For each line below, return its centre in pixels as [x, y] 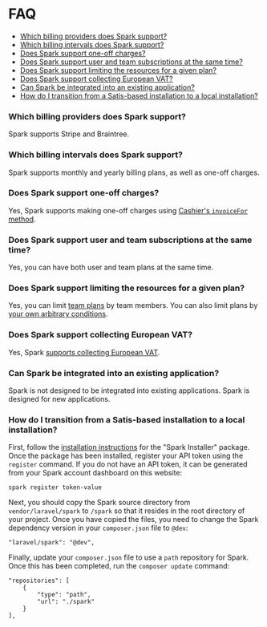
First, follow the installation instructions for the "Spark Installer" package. [129, 447]
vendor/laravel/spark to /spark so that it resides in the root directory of [127, 511]
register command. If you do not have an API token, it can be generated [128, 464]
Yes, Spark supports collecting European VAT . [84, 352]
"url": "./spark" [66, 602]
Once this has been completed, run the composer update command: [119, 566]
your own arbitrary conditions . [58, 314]
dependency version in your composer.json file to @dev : [98, 528]
